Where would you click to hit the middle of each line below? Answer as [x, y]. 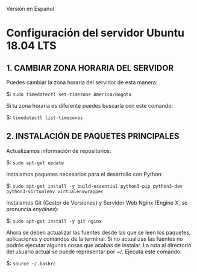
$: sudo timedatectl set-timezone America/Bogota [69, 94]
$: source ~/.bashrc [31, 263]
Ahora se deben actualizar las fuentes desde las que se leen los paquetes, [98, 232]
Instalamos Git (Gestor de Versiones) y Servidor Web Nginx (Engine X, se [97, 202]
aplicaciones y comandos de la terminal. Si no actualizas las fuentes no [95, 239]
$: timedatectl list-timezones [45, 117]
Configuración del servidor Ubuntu [95, 33]
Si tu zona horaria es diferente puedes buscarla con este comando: [90, 106]
